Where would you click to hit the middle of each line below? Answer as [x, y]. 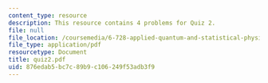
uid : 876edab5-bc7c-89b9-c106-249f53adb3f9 [82, 67]
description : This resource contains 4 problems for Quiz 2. [112, 23]
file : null [26, 30]
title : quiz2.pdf [37, 60]
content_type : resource [48, 15]
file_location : [33, 38]
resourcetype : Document [48, 52]
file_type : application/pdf [55, 45]
